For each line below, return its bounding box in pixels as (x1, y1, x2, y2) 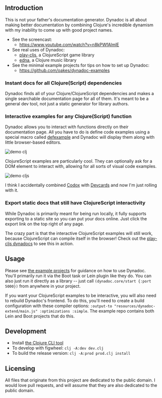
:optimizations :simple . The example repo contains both (39, 308, 155, 314)
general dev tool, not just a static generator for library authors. (5, 101, 129, 107)
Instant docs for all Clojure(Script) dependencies (5, 80, 122, 86)
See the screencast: (12, 36, 52, 42)
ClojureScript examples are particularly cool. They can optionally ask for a (5, 158, 152, 164)
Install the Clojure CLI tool (12, 340, 64, 346)
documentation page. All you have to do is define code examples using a (5, 129, 150, 135)
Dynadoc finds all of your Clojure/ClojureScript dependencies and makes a (5, 91, 154, 97)
